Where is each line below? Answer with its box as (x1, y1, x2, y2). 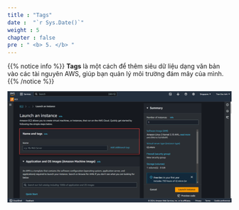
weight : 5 (7, 26, 40, 33)
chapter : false (7, 34, 55, 41)
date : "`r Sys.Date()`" (7, 19, 84, 26)
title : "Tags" (7, 11, 53, 19)
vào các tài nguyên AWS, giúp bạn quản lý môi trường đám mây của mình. (7, 70, 224, 78)
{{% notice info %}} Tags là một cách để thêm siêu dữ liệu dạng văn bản (7, 62, 221, 70)
